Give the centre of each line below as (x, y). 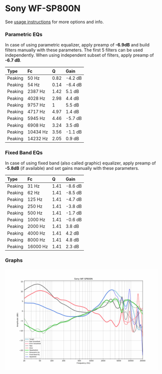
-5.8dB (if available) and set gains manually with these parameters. (72, 168)
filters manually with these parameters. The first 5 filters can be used (74, 50)
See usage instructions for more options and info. (55, 22)
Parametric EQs (24, 34)
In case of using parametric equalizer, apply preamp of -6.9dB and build (77, 45)
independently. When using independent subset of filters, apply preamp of (80, 55)
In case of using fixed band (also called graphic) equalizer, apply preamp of (81, 163)
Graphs (14, 260)
